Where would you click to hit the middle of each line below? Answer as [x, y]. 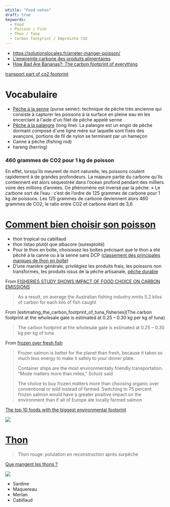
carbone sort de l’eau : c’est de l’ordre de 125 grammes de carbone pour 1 [83, 193]
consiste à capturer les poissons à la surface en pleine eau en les [81, 114]
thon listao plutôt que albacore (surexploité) [58, 244]
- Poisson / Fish [28, 29]
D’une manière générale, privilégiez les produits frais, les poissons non [87, 266]
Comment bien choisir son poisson [81, 225]
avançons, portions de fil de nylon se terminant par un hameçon [80, 136]
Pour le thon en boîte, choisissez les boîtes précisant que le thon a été [86, 250]
